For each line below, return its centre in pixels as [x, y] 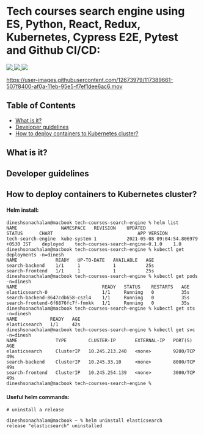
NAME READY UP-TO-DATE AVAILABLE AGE [80, 260]
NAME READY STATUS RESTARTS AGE [98, 287]
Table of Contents [41, 106]
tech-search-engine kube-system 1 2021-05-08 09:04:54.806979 [102, 239]
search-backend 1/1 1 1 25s [80, 266]
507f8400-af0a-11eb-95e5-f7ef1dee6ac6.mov [64, 86]
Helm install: [23, 210]
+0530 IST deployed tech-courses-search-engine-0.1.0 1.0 [94, 244]
